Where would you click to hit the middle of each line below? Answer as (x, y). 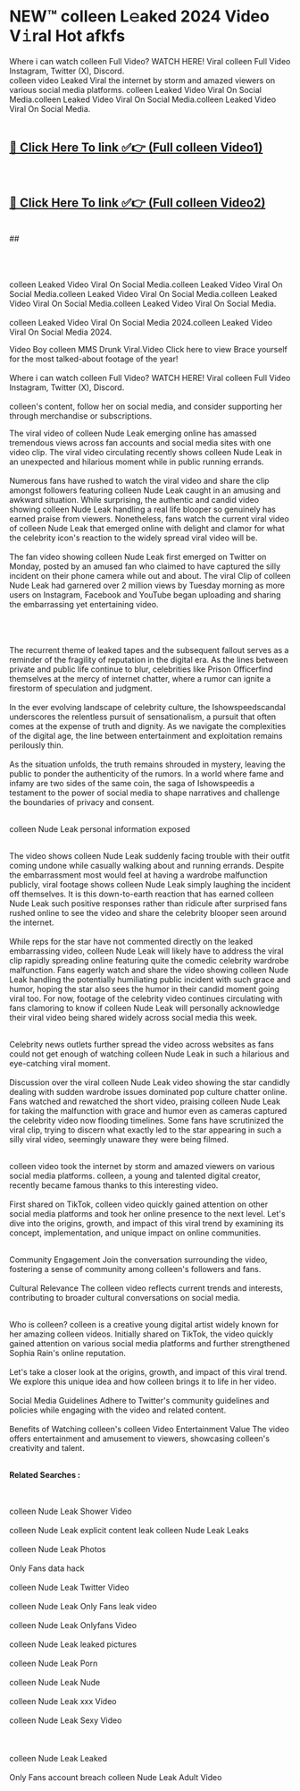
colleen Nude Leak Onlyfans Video (73, 1625)
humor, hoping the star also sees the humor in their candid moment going (144, 989)
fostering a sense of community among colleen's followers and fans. (135, 1269)
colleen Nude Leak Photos (58, 1549)
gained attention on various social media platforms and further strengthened (150, 1343)
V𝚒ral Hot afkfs (67, 36)
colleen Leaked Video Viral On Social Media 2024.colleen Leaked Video (141, 322)
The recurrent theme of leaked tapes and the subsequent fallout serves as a (149, 649)
